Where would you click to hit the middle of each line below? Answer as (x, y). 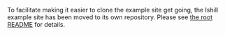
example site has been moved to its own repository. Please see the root (110, 17)
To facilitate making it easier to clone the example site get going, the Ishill (113, 10)
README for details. (36, 24)
